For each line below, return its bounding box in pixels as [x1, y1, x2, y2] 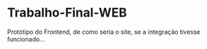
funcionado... [7, 35, 45, 43]
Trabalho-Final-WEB [7, 5, 127, 21]
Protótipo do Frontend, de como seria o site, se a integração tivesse [7, 28, 201, 36]
